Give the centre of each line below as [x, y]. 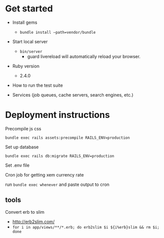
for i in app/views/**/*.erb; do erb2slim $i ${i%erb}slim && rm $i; [86, 227]
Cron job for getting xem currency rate [44, 175]
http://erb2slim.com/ [33, 222]
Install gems [25, 22]
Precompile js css [23, 128]
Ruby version [26, 66]
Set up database [22, 147]
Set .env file [17, 165]
